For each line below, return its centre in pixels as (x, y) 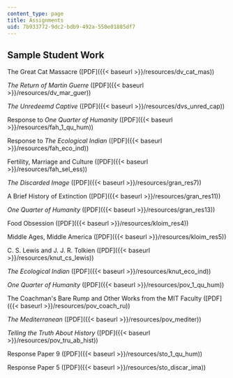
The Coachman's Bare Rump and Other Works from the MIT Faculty (105, 298)
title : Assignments (36, 20)
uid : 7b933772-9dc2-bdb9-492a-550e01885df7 (72, 27)
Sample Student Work (56, 55)
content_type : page (36, 14)
